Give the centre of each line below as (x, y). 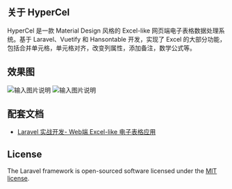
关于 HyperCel (39, 13)
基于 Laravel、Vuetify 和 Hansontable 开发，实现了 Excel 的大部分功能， (123, 39)
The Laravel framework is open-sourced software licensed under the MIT (112, 171)
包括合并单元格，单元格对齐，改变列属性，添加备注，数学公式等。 (101, 48)
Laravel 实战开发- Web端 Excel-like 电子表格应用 (86, 132)
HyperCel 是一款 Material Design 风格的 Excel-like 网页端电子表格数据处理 (113, 31)
